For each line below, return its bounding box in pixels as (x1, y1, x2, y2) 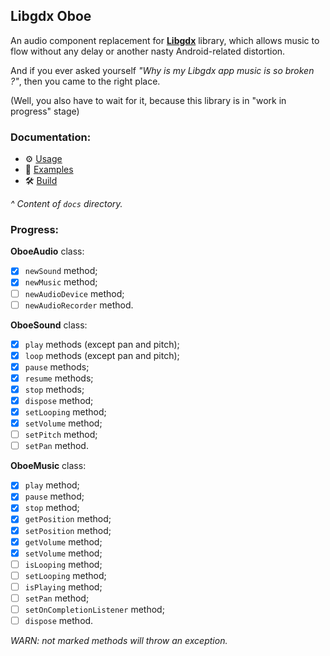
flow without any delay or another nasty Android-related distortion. (10, 45, 286, 57)
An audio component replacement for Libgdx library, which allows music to (10, 34, 320, 46)
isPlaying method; (24, 580, 103, 593)
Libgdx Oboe (10, 8, 92, 25)
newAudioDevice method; (24, 287, 125, 299)
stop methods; (24, 383, 85, 395)
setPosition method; (24, 524, 112, 536)
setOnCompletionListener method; (24, 603, 165, 615)
